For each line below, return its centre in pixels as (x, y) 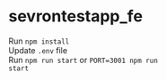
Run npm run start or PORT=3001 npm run (83, 60)
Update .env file (38, 50)
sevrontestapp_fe (75, 16)
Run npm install (39, 41)
